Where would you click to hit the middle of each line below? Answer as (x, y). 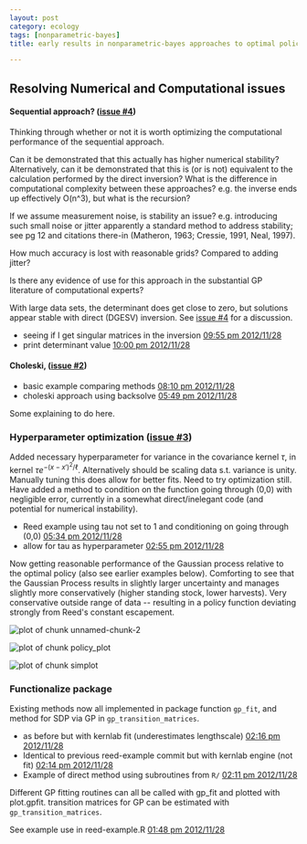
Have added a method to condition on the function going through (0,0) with (151, 489)
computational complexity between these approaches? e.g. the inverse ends (153, 188)
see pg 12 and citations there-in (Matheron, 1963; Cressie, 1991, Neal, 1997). (153, 235)
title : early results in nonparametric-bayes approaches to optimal (143, 43)
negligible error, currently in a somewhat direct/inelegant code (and (137, 499)
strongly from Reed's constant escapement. (92, 612)
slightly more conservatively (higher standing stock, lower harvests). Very (148, 592)
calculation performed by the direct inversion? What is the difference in (143, 178)
